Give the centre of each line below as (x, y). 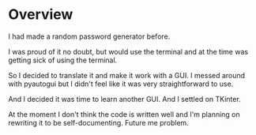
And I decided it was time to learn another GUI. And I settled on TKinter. (124, 99)
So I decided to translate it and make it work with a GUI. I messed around (127, 75)
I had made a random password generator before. (89, 36)
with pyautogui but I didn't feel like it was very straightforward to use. (121, 84)
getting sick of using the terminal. (63, 60)
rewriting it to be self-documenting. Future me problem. (99, 122)
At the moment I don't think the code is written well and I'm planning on (124, 114)
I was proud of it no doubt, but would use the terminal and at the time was (128, 51)
